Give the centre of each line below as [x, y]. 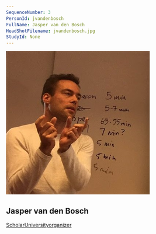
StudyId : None [23, 37]
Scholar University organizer [39, 225]
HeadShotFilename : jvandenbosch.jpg [51, 31]
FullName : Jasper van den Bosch [45, 25]
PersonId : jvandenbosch [35, 18]
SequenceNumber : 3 [28, 12]
